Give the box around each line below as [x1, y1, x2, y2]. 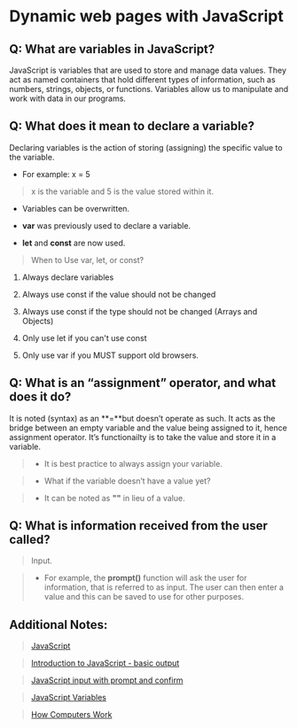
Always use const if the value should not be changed [21, 289, 216, 299]
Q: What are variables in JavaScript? [9, 42, 215, 57]
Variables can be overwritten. [21, 203, 130, 213]
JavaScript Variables [30, 693, 106, 703]
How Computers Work [30, 709, 113, 720]
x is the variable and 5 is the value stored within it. [30, 186, 215, 197]
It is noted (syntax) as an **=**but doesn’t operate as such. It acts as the [9, 413, 276, 423]
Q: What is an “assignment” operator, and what [9, 376, 277, 391]
